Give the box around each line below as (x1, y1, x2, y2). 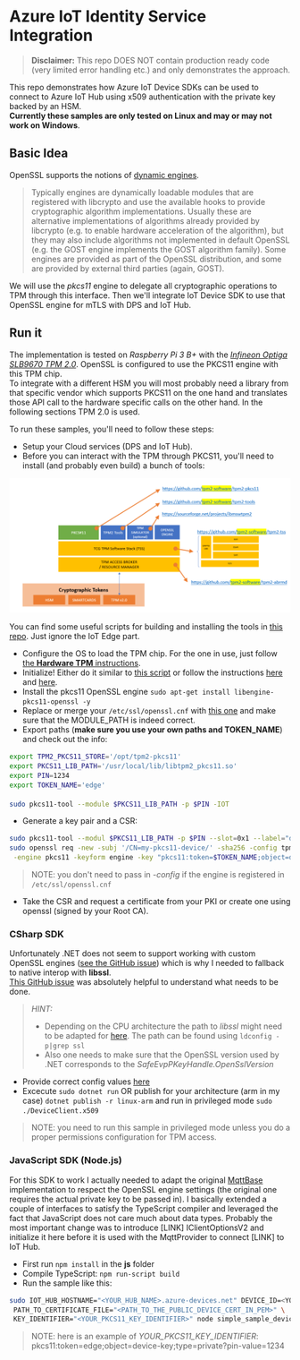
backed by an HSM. (9, 100, 82, 111)
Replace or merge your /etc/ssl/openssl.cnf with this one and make (21, 706, 277, 716)
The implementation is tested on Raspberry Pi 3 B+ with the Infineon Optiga (9, 349, 288, 360)
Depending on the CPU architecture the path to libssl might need (44, 1021, 283, 1031)
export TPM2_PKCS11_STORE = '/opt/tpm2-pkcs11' (9, 752, 181, 762)
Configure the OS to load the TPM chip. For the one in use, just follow (21, 648, 279, 659)
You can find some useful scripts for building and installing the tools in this (9, 621, 283, 632)
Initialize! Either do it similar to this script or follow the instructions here (21, 667, 283, 678)
